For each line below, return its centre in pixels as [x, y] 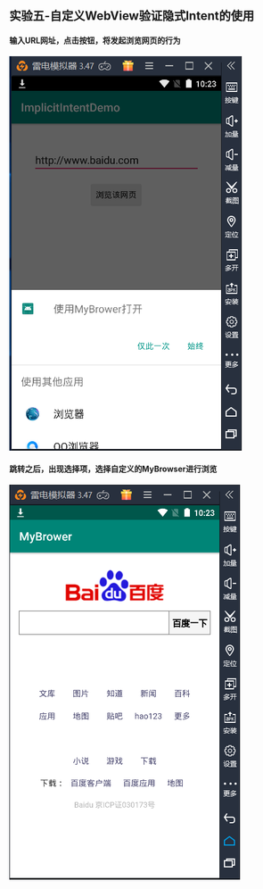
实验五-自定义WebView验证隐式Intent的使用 [132, 16]
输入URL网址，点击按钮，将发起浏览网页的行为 [95, 40]
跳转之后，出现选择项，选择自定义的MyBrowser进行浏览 [113, 469]
